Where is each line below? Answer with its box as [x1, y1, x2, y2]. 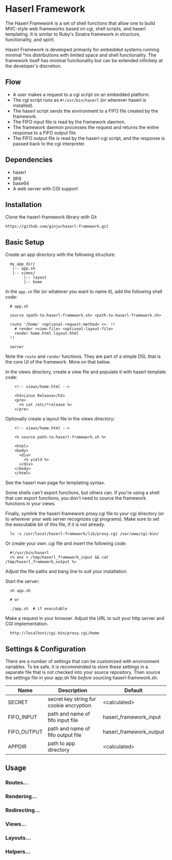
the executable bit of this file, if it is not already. [5, 521, 105, 527]
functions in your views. [5, 501, 56, 507]
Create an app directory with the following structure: [5, 251, 116, 258]
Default [124, 687, 143, 694]
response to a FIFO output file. [12, 130, 77, 136]
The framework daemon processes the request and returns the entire [12, 124, 159, 130]
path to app [48, 740, 75, 747]
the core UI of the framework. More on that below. [5, 359, 111, 365]
